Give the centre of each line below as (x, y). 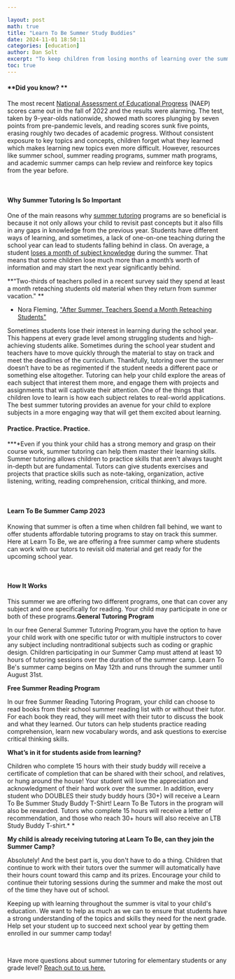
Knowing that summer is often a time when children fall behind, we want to (115, 527)
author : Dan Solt (33, 53)
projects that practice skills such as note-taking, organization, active (106, 474)
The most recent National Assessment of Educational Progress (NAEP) (109, 103)
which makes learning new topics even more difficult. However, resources (114, 148)
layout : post (26, 20)
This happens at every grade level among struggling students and (102, 338)
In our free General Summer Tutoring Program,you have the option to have (114, 630)
